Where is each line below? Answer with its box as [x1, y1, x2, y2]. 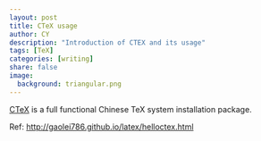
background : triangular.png [17, 79, 122, 88]
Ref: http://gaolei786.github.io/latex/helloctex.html [9, 121, 194, 132]
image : [9, 71, 34, 80]
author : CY [9, 29, 50, 38]
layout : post [9, 12, 58, 22]
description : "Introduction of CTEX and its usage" [9, 37, 206, 47]
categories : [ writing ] [9, 54, 94, 63]
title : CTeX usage [9, 21, 78, 30]
